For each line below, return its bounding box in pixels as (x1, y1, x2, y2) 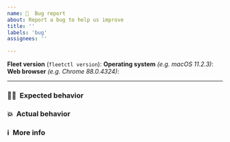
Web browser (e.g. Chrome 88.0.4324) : (7, 68, 120, 76)
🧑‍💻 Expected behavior (7, 91, 84, 100)
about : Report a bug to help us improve (7, 16, 125, 23)
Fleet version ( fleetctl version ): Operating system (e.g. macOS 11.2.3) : (7, 60, 214, 68)
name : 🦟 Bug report (7, 10, 66, 17)
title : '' (7, 23, 36, 29)
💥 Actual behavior (7, 109, 71, 118)
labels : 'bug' (7, 29, 48, 36)
